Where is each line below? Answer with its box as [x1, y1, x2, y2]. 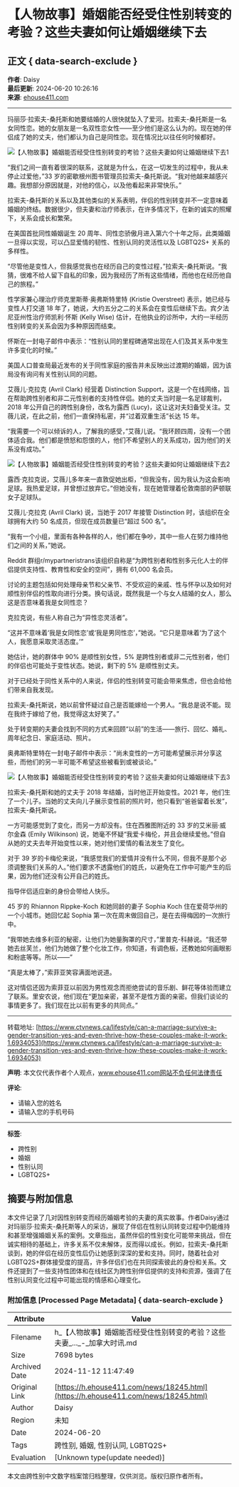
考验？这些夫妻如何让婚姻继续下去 [7, 24, 208, 41]
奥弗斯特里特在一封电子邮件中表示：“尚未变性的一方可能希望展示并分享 [7, 749, 216, 757]
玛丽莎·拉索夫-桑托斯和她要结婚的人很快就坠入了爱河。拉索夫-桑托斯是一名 [7, 115, 227, 123]
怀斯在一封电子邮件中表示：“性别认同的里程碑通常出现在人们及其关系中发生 [7, 337, 229, 345]
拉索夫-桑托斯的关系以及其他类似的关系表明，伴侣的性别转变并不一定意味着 [7, 196, 229, 204]
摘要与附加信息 [7, 1192, 73, 1205]
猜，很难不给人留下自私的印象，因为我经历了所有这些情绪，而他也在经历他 [7, 271, 225, 279]
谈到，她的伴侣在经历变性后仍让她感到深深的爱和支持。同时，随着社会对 [7, 1249, 219, 1257]
